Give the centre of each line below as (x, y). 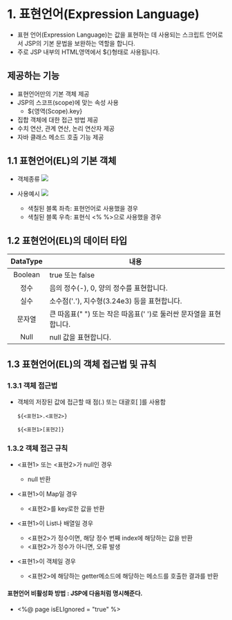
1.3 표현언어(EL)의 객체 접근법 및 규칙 (82, 364)
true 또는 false (72, 275)
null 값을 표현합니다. (80, 337)
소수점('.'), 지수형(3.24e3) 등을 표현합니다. (116, 301)
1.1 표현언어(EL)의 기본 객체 (62, 161)
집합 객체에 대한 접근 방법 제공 (58, 120)
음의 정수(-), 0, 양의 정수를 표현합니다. (108, 288)
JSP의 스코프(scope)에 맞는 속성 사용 (68, 102)
